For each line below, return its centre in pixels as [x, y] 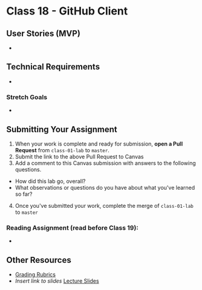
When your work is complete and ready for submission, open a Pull [99, 144]
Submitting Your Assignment [62, 129]
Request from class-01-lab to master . [62, 150]
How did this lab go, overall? [50, 181]
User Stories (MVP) [43, 34]
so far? [24, 194]
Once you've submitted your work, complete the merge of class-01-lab [104, 205]
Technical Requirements [53, 67]
